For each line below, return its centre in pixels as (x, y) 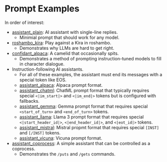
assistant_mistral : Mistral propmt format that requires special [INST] (89, 127)
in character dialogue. (42, 64)
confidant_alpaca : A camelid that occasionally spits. (65, 53)
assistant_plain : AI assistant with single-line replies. (65, 32)
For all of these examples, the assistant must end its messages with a (91, 74)
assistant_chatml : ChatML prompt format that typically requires (84, 90)
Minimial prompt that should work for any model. (69, 37)
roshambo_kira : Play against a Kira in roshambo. (61, 42)
